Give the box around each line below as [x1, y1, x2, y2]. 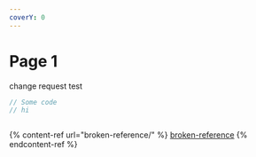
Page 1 [9, 51, 58, 71]
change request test [9, 81, 82, 91]
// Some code [9, 98, 58, 106]
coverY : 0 [9, 12, 46, 22]
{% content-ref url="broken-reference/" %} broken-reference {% [9, 130, 248, 140]
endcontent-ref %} [9, 139, 78, 150]
